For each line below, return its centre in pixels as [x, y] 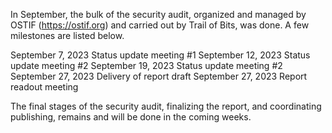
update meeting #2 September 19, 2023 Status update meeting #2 [146, 65]
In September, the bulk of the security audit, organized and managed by [158, 14]
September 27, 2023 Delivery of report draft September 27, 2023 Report [159, 76]
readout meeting [44, 87]
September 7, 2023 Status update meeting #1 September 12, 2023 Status [160, 55]
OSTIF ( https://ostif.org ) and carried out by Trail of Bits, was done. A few [160, 25]
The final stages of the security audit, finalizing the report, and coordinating [166, 106]
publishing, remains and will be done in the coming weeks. [131, 117]
